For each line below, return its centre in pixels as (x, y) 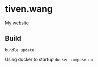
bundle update (20, 50)
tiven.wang (29, 9)
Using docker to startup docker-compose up (49, 59)
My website (17, 23)
